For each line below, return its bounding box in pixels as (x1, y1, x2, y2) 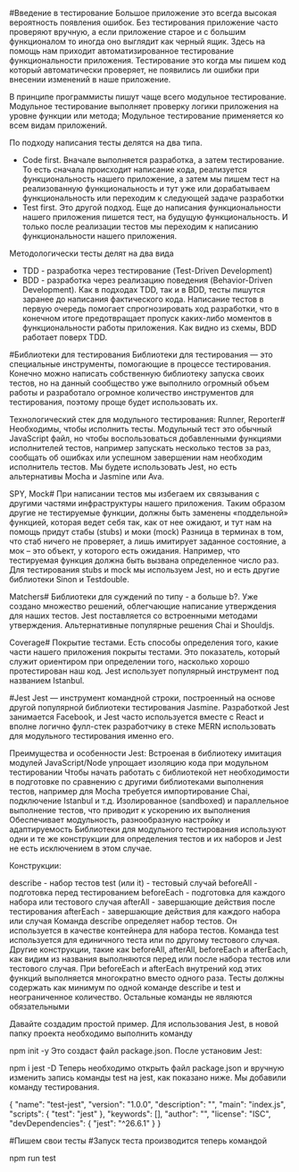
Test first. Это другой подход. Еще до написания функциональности (21, 202, 281, 213)
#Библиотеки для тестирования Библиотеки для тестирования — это (9, 349, 274, 360)
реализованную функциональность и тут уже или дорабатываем (21, 183, 270, 193)
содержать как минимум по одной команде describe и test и (9, 982, 241, 992)
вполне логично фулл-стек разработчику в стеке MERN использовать (9, 721, 277, 732)
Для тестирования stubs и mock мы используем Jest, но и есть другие (9, 565, 280, 575)
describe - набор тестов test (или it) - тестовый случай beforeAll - (9, 878, 258, 888)
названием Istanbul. (9, 675, 85, 685)
